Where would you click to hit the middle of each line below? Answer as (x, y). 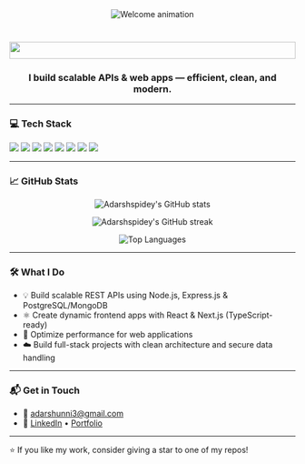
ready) (35, 325)
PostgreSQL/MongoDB (65, 306)
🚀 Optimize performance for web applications (108, 335)
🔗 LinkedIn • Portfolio (62, 423)
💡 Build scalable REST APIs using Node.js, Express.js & (125, 296)
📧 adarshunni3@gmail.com (73, 414)
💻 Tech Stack (41, 124)
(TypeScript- (249, 315)
